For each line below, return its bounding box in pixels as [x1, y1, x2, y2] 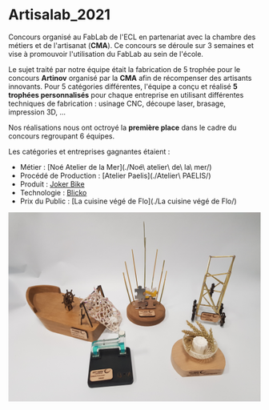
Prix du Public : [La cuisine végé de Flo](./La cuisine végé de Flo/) [19, 196, 238, 206]
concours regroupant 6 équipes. [8, 131, 114, 141]
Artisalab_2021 [8, 6, 110, 24]
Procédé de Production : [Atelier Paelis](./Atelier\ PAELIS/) [19, 171, 211, 180]
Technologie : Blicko [19, 187, 87, 197]
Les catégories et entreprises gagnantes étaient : [8, 147, 171, 156]
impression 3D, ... [8, 107, 66, 117]
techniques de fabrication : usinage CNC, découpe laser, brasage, [8, 98, 227, 108]
